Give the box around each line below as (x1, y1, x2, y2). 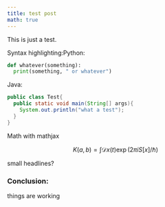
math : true (7, 16, 38, 23)
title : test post (7, 10, 57, 17)
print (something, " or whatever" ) (13, 68, 112, 75)
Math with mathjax (7, 132, 60, 140)
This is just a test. (7, 35, 57, 43)
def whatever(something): (7, 62, 81, 69)
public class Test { (7, 94, 63, 101)
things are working (7, 191, 60, 199)
